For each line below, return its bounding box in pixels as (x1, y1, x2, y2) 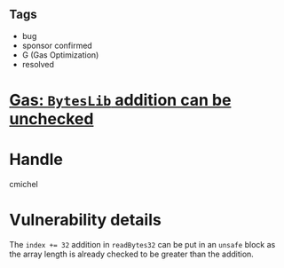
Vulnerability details (9, 210, 162, 230)
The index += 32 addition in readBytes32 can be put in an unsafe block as (9, 239, 276, 249)
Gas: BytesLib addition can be (9, 91, 232, 110)
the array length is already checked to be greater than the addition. (9, 248, 255, 259)
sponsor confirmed (21, 40, 93, 51)
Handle (9, 150, 64, 169)
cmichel (9, 178, 38, 189)
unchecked (9, 109, 94, 129)
